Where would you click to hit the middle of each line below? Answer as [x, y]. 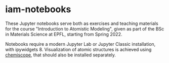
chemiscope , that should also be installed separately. [61, 55]
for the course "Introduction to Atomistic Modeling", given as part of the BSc [85, 28]
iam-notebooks [38, 9]
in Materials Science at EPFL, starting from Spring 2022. [64, 34]
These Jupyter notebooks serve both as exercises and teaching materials [82, 23]
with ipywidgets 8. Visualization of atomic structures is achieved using [78, 49]
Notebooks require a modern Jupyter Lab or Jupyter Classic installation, [80, 44]
